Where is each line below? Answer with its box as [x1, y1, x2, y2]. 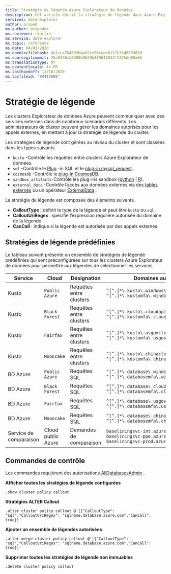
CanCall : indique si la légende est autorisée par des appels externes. [12, 223, 159, 229]
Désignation [70, 274, 101, 282]
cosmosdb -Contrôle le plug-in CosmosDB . [12, 171, 100, 177]
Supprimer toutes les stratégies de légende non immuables [5, 554, 133, 560]
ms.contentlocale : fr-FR [5, 64, 58, 70]
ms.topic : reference [5, 41, 49, 46]
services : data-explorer [5, 17, 58, 22]
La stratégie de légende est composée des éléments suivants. [5, 197, 135, 203]
